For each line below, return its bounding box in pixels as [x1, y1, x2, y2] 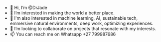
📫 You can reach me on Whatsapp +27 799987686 [9, 31, 116, 37]
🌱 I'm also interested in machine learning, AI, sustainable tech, [9, 15, 138, 21]
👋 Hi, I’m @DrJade [9, 5, 47, 10]
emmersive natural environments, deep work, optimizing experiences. [9, 20, 154, 26]
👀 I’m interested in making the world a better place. [9, 10, 115, 16]
